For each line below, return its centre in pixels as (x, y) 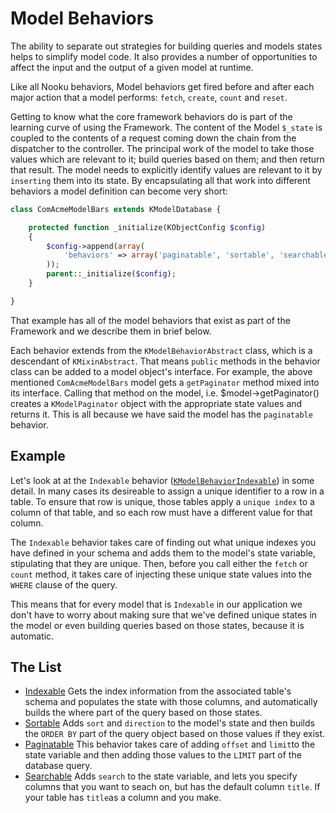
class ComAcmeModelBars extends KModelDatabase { (116, 209)
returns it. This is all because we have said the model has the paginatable (161, 414)
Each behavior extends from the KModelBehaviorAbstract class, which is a (161, 350)
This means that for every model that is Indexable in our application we (156, 604)
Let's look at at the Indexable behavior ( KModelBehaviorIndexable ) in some (162, 480)
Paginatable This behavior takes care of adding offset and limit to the (170, 744)
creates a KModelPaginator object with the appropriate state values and (156, 403)
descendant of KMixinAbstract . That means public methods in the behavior (165, 361)
